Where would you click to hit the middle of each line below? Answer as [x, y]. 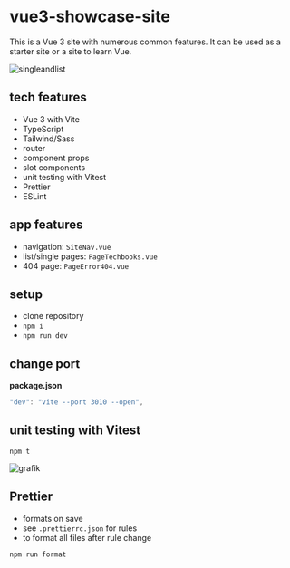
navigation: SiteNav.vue [67, 246]
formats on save [53, 518]
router [34, 148]
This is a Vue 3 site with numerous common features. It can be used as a [145, 42]
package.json [36, 386]
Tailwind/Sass [48, 139]
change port [45, 364]
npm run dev [45, 336]
